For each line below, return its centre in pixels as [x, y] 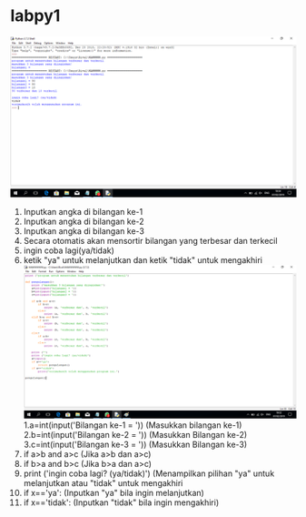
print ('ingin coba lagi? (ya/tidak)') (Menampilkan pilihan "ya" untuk [149, 473]
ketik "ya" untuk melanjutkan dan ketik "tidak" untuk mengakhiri [143, 259]
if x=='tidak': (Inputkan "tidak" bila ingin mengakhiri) [121, 502]
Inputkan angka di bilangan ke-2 [84, 221]
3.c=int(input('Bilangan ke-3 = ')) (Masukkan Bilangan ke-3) [135, 444]
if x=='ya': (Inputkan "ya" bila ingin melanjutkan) [114, 492]
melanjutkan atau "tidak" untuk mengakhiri [103, 482]
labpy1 [35, 16]
